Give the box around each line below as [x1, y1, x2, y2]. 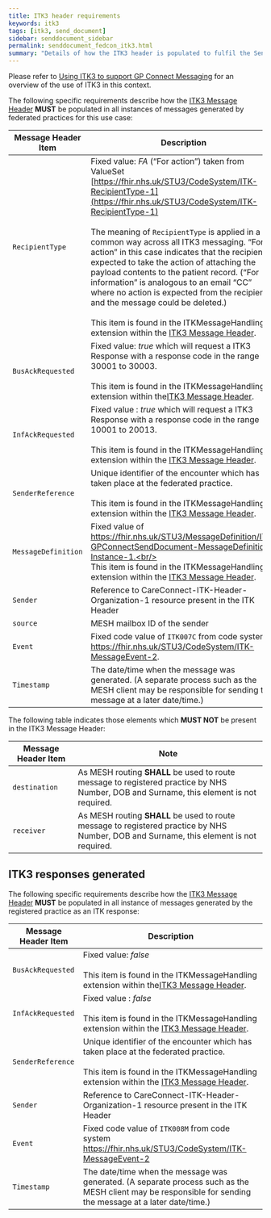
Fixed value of [90, 521, 144, 532]
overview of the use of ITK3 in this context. [8, 80, 152, 90]
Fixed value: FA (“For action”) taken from [90, 156, 244, 166]
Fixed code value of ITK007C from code [90, 631, 238, 642]
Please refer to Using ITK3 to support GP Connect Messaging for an [8, 72, 234, 81]
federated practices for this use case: [8, 113, 133, 122]
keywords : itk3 [8, 19, 60, 27]
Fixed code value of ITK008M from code [83, 1123, 231, 1134]
